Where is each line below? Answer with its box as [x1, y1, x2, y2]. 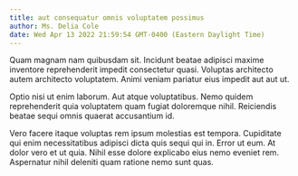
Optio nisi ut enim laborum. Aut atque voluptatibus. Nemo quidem [9, 91, 254, 102]
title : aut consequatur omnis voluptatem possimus [9, 13, 205, 23]
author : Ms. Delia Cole [9, 22, 100, 31]
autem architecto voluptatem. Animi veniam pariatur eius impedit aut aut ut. [9, 74, 290, 85]
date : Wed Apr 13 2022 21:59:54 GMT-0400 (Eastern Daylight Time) [9, 30, 265, 39]
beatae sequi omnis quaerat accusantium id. [9, 110, 175, 122]
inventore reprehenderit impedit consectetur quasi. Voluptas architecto [9, 64, 274, 75]
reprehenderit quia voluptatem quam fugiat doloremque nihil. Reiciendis [9, 101, 277, 112]
